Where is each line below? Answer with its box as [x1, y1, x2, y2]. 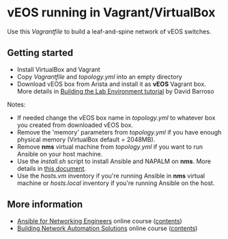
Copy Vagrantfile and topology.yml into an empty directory [16, 72, 182, 81]
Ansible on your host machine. [16, 150, 103, 158]
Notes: [7, 100, 26, 109]
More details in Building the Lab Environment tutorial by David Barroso [16, 87, 214, 95]
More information [7, 199, 83, 210]
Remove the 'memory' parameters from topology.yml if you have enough [16, 128, 222, 136]
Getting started [7, 47, 74, 59]
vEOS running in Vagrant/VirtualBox [7, 5, 216, 20]
